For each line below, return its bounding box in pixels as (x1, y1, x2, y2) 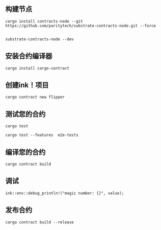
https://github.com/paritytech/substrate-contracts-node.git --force (5, 23, 156, 28)
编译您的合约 (5, 148, 46, 156)
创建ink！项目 (5, 81, 49, 89)
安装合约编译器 (5, 52, 52, 60)
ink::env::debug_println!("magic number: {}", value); (5, 191, 124, 196)
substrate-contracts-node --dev (5, 36, 74, 42)
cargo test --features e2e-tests (5, 132, 79, 138)
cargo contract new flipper (5, 95, 65, 100)
